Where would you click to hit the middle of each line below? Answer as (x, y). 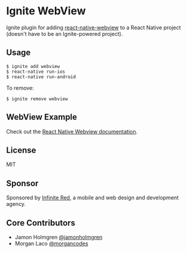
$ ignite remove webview (37, 99)
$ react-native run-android (41, 77)
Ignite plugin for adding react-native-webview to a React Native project (93, 27)
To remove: (20, 88)
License (21, 150)
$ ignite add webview (33, 66)
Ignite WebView (46, 11)
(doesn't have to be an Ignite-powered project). (65, 33)
